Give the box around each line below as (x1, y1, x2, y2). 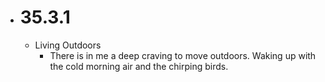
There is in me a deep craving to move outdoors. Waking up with (49, 49, 317, 61)
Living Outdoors (34, 39, 102, 51)
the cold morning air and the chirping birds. (49, 60, 229, 72)
